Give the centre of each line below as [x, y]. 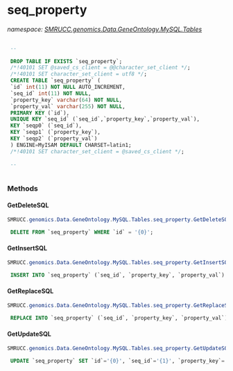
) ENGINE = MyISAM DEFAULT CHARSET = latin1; [71, 145]
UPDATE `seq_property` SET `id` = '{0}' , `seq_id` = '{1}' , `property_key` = [118, 361]
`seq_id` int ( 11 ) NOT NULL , [51, 93]
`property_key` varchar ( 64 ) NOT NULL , [66, 100]
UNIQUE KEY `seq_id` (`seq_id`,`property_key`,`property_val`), [105, 119]
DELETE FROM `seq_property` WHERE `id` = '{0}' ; [82, 232]
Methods [23, 189]
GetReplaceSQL [31, 291]
